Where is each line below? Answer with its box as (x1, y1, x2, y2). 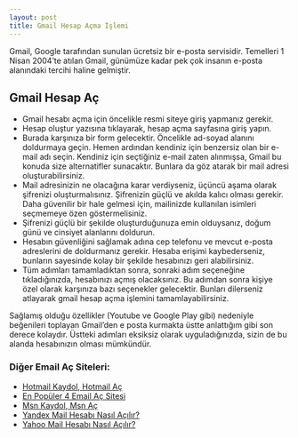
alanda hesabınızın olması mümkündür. (9, 338, 152, 349)
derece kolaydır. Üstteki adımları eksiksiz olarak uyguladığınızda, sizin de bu (9, 330, 287, 340)
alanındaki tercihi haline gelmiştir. (9, 64, 132, 76)
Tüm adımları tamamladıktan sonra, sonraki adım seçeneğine (21, 265, 246, 275)
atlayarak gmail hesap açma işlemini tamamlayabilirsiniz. (21, 293, 230, 304)
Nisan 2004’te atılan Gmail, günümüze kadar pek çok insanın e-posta (9, 55, 263, 66)
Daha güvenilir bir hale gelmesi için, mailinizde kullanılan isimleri (21, 199, 256, 210)
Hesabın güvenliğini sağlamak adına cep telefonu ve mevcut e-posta (21, 236, 273, 247)
